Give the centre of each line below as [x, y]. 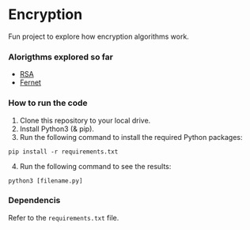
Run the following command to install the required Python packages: [131, 137]
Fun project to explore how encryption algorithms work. [99, 36]
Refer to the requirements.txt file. [64, 217]
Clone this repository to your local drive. [85, 120]
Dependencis [34, 201]
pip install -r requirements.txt [63, 152]
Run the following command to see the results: [95, 166]
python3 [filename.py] [45, 181]
